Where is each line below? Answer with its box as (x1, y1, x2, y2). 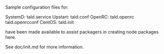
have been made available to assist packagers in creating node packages (5, 29, 159, 34)
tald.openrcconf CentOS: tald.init (5, 19, 74, 25)
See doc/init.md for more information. (5, 44, 84, 49)
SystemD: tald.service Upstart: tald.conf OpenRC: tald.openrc (5, 14, 135, 19)
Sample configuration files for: (5, 4, 69, 10)
